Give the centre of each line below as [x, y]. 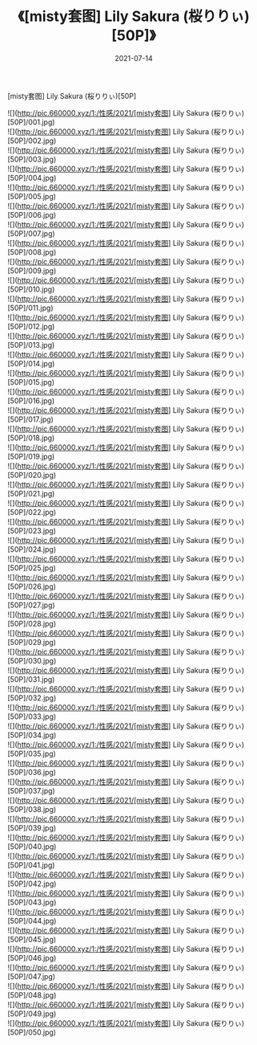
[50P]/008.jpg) [32, 252]
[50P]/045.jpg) [32, 939]
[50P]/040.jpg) [32, 846]
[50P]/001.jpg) [31, 122]
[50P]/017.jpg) [30, 419]
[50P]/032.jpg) [32, 698]
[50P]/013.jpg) [31, 345]
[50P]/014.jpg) [31, 363]
